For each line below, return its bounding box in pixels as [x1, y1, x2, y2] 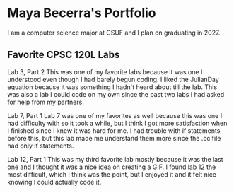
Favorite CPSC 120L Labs [7, 49, 120, 61]
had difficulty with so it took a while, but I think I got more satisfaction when [7, 119, 228, 127]
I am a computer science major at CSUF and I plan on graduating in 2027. [7, 28, 221, 37]
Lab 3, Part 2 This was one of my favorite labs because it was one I [7, 67, 203, 76]
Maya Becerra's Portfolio [7, 5, 157, 21]
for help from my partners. [7, 98, 85, 106]
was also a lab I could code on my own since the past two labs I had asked [7, 90, 225, 98]
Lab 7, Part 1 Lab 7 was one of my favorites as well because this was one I [7, 111, 223, 119]
